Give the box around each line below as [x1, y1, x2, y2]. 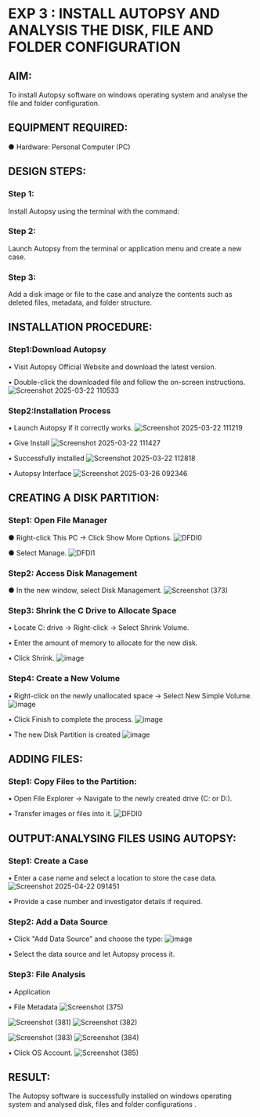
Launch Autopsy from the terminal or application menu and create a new [8, 244, 242, 253]
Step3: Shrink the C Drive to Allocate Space [8, 605, 177, 616]
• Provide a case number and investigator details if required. [8, 897, 203, 906]
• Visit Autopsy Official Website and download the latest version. [8, 362, 217, 372]
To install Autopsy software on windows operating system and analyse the [8, 90, 248, 99]
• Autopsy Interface [8, 469, 72, 478]
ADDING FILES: [8, 753, 84, 766]
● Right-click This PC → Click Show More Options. [8, 533, 172, 542]
